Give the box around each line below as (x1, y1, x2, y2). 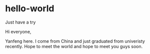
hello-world (5, 3, 55, 14)
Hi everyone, (5, 28, 31, 34)
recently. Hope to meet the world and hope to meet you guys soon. (5, 43, 143, 49)
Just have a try (5, 19, 36, 25)
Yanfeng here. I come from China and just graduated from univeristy (5, 38, 146, 44)
